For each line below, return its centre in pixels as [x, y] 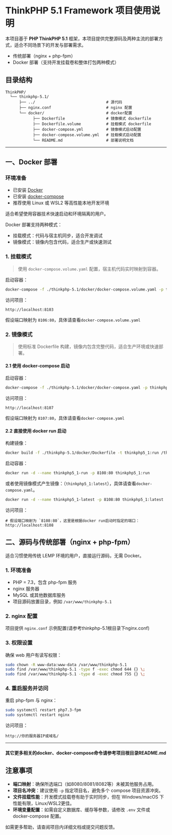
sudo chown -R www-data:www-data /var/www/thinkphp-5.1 [66, 665]
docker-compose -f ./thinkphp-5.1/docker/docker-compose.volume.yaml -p [84, 289]
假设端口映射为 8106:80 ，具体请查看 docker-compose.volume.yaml [73, 320]
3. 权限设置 [19, 643]
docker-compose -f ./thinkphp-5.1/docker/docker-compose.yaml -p [76, 388]
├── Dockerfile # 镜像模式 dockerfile [92, 119]
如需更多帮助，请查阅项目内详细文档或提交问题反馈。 [61, 827]
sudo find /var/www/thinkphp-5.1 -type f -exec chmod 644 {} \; [75, 669]
